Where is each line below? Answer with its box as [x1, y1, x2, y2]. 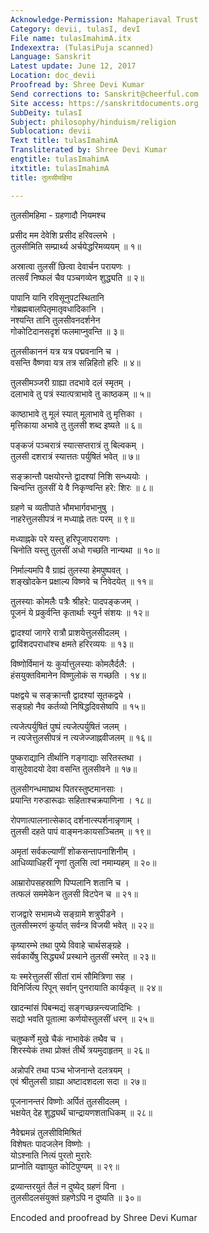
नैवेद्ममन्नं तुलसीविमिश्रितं [10, 1126, 82, 1138]
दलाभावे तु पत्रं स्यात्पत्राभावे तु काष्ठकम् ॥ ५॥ [10, 387, 151, 400]
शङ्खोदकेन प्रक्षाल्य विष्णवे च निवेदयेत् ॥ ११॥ [10, 575, 153, 587]
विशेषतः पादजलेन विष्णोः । [10, 1137, 92, 1150]
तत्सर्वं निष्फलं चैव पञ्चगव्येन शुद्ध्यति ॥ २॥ [10, 271, 145, 283]
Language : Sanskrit [10, 52, 92, 62]
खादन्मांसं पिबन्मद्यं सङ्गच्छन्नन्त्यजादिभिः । [10, 1001, 142, 1013]
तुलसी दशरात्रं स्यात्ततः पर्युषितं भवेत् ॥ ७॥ [10, 450, 140, 462]
